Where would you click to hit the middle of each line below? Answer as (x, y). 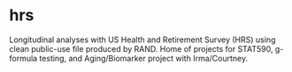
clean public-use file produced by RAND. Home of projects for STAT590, (141, 48)
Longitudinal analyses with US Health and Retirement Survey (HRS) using (142, 40)
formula (23, 58)
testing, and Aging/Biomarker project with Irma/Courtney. (144, 58)
